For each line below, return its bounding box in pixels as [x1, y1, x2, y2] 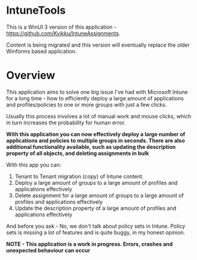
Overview [6, 69, 56, 82]
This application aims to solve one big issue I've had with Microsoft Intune [6, 88, 188, 96]
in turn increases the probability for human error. [6, 119, 126, 126]
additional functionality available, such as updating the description [6, 143, 176, 150]
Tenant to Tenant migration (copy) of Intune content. [14, 173, 144, 180]
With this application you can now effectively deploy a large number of [6, 130, 186, 137]
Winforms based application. [6, 47, 77, 54]
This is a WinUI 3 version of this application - [6, 23, 117, 30]
